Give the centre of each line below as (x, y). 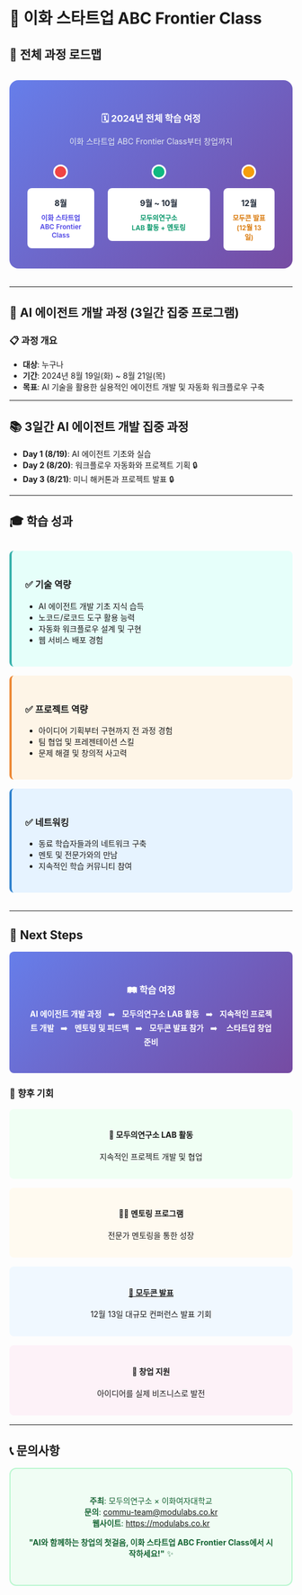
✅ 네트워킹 (47, 822)
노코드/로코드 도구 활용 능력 (87, 617)
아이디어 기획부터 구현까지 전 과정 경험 (106, 730)
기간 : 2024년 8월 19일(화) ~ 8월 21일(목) (94, 376)
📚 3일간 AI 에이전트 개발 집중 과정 (99, 427)
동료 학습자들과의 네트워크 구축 (92, 844)
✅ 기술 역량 (49, 585)
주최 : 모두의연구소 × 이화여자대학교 (151, 1501)
